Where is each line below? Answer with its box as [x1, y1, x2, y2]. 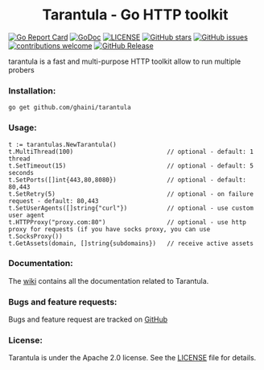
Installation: [8, 85, 56, 96]
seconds [8, 168, 35, 177]
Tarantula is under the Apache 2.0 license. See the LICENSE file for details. [8, 353, 257, 363]
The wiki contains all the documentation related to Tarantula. [8, 276, 209, 285]
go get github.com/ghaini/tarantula [8, 103, 131, 112]
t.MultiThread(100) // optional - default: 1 [8, 148, 254, 156]
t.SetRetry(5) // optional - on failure [8, 189, 254, 198]
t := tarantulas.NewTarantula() [8, 140, 117, 148]
